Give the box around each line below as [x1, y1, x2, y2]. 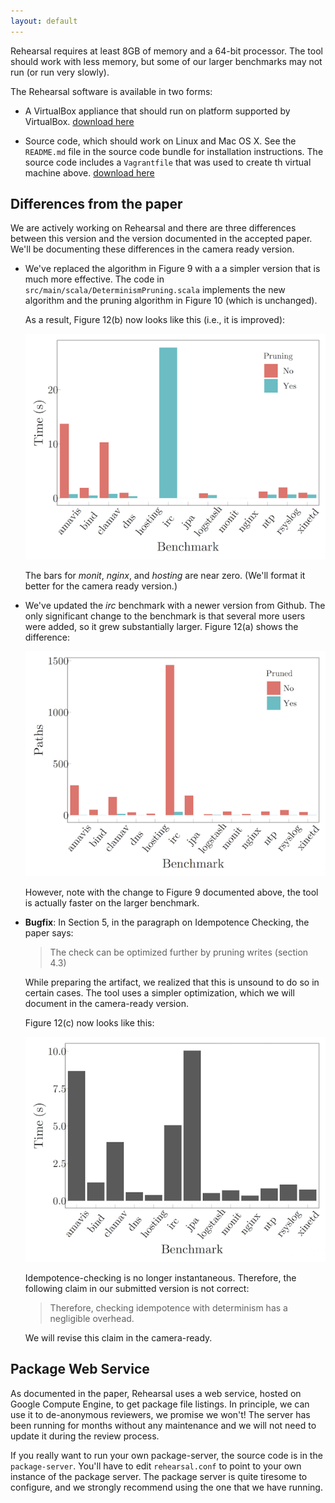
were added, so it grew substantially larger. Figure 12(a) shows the [24, 620, 299, 632]
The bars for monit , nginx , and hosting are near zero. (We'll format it [24, 569, 306, 581]
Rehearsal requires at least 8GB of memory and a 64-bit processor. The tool [10, 45, 323, 57]
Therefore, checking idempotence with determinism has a [49, 1301, 288, 1314]
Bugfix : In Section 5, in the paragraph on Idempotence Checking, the [24, 916, 310, 928]
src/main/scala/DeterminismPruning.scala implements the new [24, 284, 286, 296]
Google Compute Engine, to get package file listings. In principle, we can [10, 1398, 310, 1410]
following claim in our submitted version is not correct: [24, 1282, 250, 1294]
